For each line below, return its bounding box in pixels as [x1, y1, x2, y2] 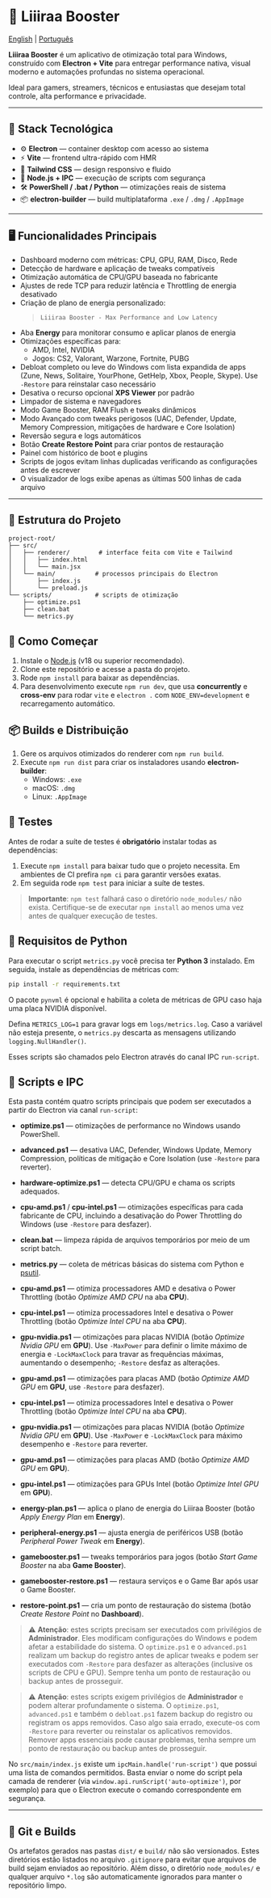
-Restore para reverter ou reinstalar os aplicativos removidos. [27, 1727, 232, 1736]
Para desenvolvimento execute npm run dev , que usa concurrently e [19, 682, 248, 691]
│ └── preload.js [8, 584, 89, 593]
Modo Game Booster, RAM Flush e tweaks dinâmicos [19, 404, 197, 415]
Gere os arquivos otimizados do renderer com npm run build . [19, 749, 224, 759]
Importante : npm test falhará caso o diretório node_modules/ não [27, 894, 242, 903]
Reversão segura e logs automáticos [19, 430, 142, 440]
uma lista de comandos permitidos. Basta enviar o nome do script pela [8, 1768, 243, 1778]
